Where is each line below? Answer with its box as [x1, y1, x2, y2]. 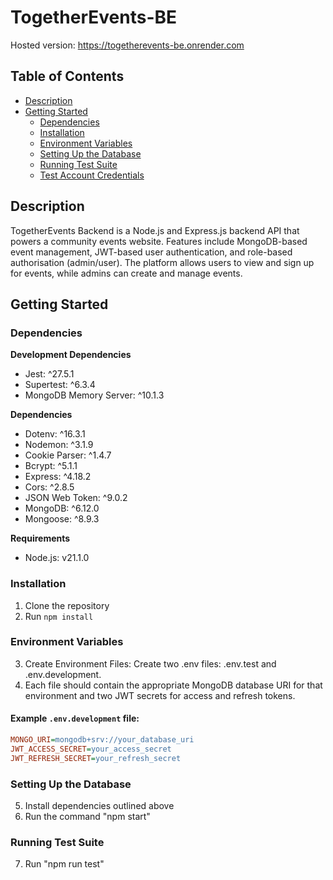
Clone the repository [24, 599, 110, 611]
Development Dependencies [10, 349, 132, 361]
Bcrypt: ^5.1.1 [24, 460, 78, 472]
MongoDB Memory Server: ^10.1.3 [24, 389, 165, 401]
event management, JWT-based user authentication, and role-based [10, 246, 293, 258]
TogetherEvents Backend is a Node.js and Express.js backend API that [10, 224, 300, 236]
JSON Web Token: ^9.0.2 [24, 492, 128, 504]
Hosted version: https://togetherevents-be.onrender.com [10, 39, 245, 51]
